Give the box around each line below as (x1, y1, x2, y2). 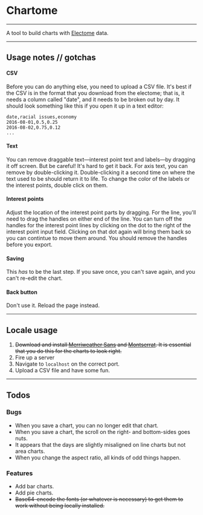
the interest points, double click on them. (6, 181, 108, 189)
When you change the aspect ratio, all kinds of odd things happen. (14, 454, 181, 461)
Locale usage (6, 325, 58, 335)
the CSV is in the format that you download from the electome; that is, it (6, 89, 185, 97)
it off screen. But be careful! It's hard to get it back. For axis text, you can (6, 162, 188, 169)
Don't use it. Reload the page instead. (6, 302, 100, 309)
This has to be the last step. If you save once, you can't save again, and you (6, 268, 195, 276)
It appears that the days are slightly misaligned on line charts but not (14, 441, 186, 448)
